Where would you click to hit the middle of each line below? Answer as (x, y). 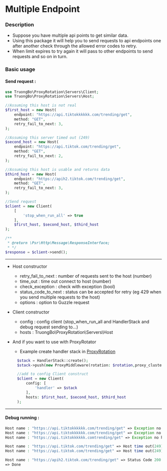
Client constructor (31, 312)
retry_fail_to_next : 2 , (39, 156)
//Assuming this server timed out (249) (48, 138)
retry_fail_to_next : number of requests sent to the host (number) (86, 276)
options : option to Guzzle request (54, 302)
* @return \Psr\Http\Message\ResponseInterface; (59, 243)
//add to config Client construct (53, 374)
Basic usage (20, 70)
